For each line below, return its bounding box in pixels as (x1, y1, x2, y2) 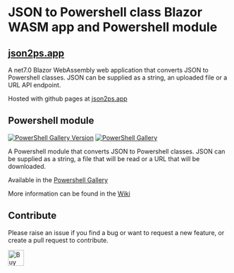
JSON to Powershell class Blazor (8, 4, 203, 20)
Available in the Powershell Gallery (8, 175, 109, 184)
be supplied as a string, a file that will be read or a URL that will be (8, 154, 200, 163)
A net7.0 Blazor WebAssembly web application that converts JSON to (8, 66, 209, 74)
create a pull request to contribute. (8, 236, 109, 244)
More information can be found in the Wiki (8, 189, 131, 198)
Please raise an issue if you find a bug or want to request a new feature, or (8, 228, 225, 236)
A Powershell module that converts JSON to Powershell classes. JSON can (8, 147, 226, 155)
